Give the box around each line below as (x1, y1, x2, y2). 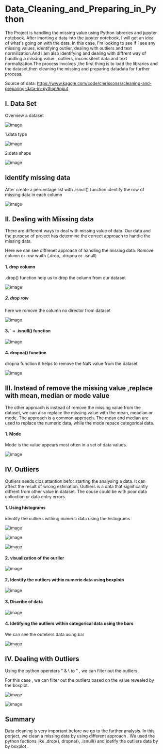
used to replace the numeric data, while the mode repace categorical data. (5, 420, 154, 426)
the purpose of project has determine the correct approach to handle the (5, 233, 151, 239)
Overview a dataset (5, 113, 44, 118)
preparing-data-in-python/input (5, 85, 68, 91)
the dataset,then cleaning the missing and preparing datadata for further (5, 66, 150, 71)
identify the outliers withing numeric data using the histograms (5, 515, 130, 521)
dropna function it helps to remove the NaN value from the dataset (5, 361, 138, 366)
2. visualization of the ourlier (5, 555, 65, 561)
